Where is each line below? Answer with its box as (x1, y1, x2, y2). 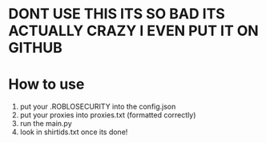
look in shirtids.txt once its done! (19, 127, 128, 137)
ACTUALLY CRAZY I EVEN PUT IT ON (8, 22, 259, 40)
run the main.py (19, 119, 72, 129)
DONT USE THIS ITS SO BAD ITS (8, 5, 226, 23)
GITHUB (8, 39, 62, 57)
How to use (8, 75, 85, 93)
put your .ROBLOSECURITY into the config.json (19, 101, 176, 112)
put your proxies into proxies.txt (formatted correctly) (19, 110, 196, 120)
